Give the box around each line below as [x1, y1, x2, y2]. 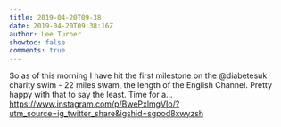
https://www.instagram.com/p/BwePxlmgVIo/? [9, 99, 180, 109]
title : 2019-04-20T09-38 [9, 12, 102, 22]
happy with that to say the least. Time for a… [9, 90, 173, 100]
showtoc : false [9, 37, 66, 47]
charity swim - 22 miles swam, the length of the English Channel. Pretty [9, 80, 273, 91]
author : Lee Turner [9, 29, 82, 38]
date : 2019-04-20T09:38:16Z [9, 21, 114, 30]
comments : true [9, 46, 66, 55]
